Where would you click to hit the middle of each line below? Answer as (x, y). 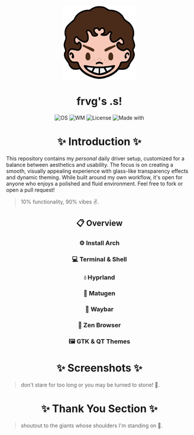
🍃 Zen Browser (99, 325)
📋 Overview (99, 223)
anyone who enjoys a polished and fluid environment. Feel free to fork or (95, 183)
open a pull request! (30, 190)
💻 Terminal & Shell (99, 259)
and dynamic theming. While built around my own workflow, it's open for (94, 177)
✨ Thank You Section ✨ (99, 409)
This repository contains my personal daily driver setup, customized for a (96, 158)
